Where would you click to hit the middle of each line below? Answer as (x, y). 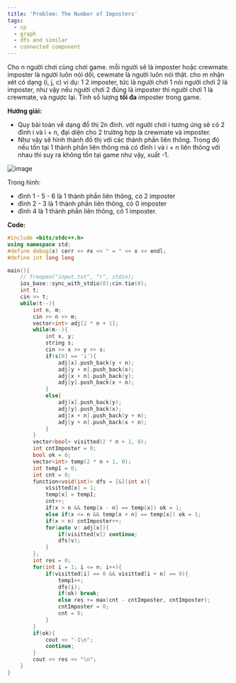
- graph (25, 34)
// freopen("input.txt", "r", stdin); (77, 277)
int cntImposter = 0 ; (65, 449)
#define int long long (41, 257)
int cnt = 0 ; (52, 475)
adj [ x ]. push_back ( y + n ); (96, 362)
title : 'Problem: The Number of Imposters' (73, 14)
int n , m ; (47, 310)
